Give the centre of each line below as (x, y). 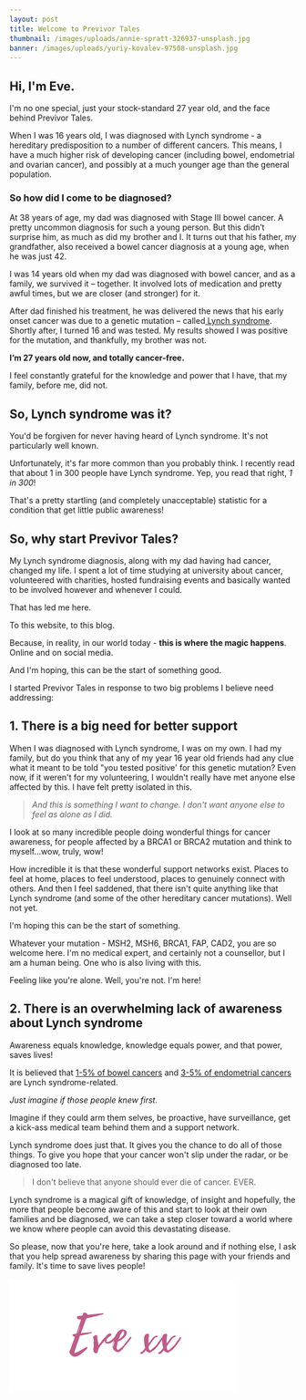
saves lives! (31, 1054)
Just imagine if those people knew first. (83, 1100)
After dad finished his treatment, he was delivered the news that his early (147, 311)
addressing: (32, 697)
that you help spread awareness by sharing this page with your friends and (150, 1256)
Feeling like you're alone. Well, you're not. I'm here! (106, 980)
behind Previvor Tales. (51, 118)
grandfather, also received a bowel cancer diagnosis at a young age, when (149, 247)
